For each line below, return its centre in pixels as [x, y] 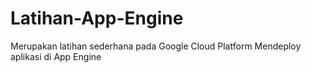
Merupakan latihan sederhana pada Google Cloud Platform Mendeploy [156, 46]
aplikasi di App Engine [56, 56]
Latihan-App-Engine [97, 18]
